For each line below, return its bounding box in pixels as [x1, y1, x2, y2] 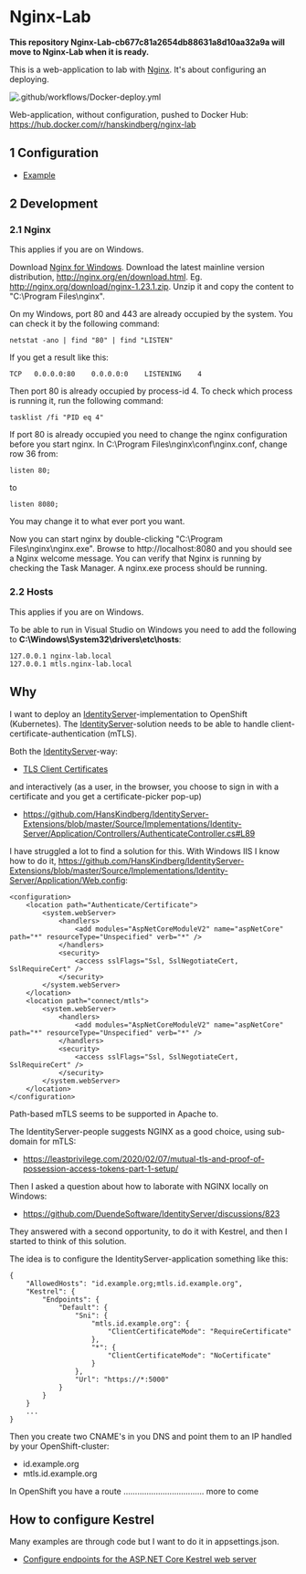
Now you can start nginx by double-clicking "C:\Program [9, 533, 224, 544]
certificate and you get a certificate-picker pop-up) [9, 790, 203, 801]
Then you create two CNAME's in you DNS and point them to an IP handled [9, 1431, 292, 1442]
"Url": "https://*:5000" [74, 1375, 170, 1384]
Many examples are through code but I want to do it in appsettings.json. [9, 1537, 280, 1548]
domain [9, 1136, 38, 1146]
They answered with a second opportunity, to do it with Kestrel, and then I [9, 1226, 288, 1237]
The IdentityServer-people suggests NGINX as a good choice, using [9, 1125, 266, 1136]
